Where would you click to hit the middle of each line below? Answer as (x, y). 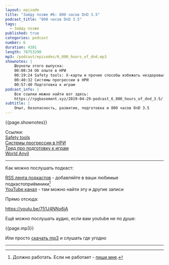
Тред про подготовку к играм (37, 148)
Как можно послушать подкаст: (39, 168)
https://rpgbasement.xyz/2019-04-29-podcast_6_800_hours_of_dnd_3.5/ (89, 99)
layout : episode (22, 10)
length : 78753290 (23, 52)
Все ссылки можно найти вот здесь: (52, 94)
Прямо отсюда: (22, 199)
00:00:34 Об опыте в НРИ (40, 71)
